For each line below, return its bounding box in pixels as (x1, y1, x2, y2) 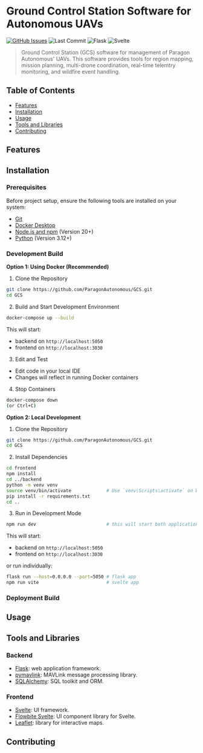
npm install (6, 471, 36, 477)
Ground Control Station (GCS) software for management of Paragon (21, 48, 190, 56)
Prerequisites (6, 183, 47, 191)
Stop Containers (14, 385, 56, 393)
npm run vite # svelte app (6, 580, 139, 586)
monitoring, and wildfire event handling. (21, 68, 120, 75)
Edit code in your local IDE (14, 367, 81, 374)
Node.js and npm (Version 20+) (14, 228, 94, 235)
